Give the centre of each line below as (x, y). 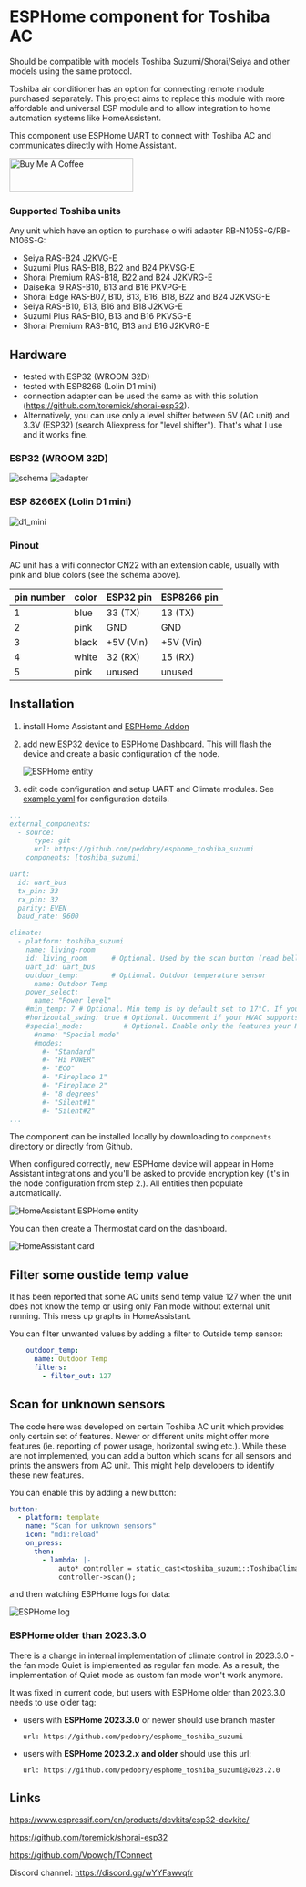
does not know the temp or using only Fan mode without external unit (140, 1306)
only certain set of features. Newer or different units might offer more (139, 1436)
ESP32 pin (129, 597)
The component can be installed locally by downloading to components (141, 1137)
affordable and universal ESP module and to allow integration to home (140, 108)
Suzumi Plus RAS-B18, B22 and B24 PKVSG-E (109, 268)
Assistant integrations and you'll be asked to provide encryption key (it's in (149, 1174)
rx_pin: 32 (38, 900)
